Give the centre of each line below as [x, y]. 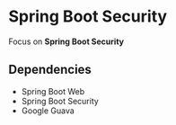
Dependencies [50, 70]
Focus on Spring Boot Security [66, 41]
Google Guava [48, 111]
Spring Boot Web [53, 91]
